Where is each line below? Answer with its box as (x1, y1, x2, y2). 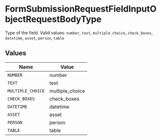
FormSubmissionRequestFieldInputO (5, 3, 157, 15)
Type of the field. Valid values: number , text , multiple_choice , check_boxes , (5, 30, 153, 35)
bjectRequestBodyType (5, 14, 102, 25)
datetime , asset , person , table (5, 35, 64, 41)
